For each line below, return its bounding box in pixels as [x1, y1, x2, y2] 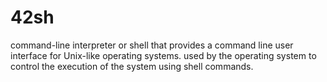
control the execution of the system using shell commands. [10, 60, 254, 72]
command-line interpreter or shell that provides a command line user [10, 39, 294, 51]
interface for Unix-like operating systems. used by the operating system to [10, 49, 317, 61]
